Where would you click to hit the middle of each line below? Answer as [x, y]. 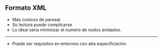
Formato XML [26, 8]
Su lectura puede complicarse [42, 25]
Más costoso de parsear [36, 19]
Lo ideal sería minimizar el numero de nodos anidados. [67, 30]
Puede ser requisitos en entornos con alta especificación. [70, 43]
